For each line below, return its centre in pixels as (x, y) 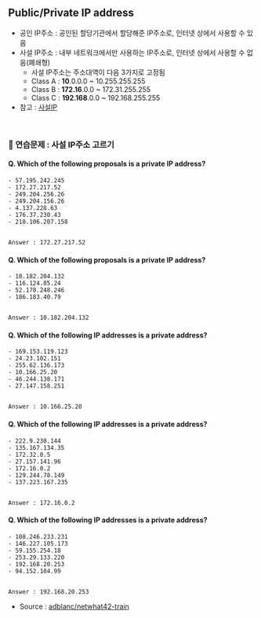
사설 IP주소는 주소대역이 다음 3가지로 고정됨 (98, 72)
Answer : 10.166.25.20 (45, 407)
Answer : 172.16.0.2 (42, 502)
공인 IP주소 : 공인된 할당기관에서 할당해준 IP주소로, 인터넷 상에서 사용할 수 (132, 33)
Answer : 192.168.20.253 (49, 592)
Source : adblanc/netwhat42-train (74, 606)
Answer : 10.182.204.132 (49, 318)
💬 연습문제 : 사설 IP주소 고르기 (62, 145)
